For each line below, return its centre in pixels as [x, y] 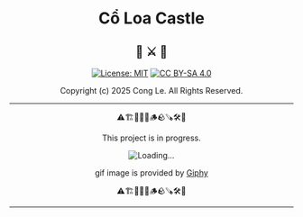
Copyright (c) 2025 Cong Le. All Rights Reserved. [151, 90]
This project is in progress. [151, 138]
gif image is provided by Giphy [151, 173]
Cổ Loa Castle [151, 18]
